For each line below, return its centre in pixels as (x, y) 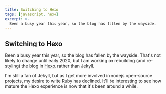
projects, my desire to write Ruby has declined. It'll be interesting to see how (83, 81)
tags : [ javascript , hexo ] (32, 14)
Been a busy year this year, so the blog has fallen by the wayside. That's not (83, 55)
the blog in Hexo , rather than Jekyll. (58, 66)
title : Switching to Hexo (32, 10)
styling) (13, 66)
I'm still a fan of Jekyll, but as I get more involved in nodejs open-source (79, 76)
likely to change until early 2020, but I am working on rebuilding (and (75, 61)
